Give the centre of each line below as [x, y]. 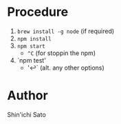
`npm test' [32, 60]
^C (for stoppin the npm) [62, 53]
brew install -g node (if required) [66, 31]
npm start [31, 46]
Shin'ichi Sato [26, 114]
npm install [34, 39]
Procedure [38, 12]
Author [27, 95]
